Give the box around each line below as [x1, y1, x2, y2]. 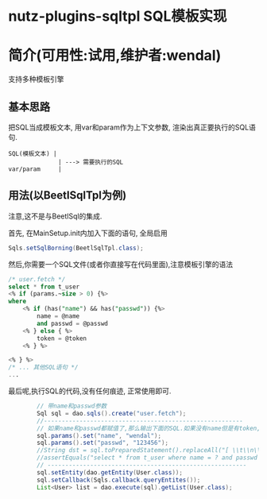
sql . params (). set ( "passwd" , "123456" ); [37, 439, 169, 447]
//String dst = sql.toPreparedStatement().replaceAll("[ [37, 447, 229, 455]
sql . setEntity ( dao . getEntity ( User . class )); [37, 468, 183, 477]
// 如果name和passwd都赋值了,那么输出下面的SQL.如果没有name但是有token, [37, 424, 261, 432]
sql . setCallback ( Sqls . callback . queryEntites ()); [37, 476, 201, 484]
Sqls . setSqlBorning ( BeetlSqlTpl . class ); [8, 244, 145, 252]
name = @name [37, 312, 80, 320]
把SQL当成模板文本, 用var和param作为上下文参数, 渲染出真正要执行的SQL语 [8, 122, 257, 132]
